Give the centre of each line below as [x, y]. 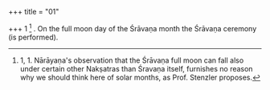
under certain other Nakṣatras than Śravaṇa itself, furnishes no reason [136, 68]
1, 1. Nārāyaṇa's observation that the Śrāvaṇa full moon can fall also [132, 60]
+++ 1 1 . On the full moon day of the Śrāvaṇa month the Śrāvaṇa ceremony [133, 28]
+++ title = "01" [34, 12]
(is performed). [33, 37]
